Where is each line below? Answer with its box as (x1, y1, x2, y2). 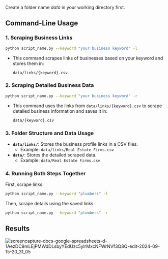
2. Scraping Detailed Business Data (5, 82, 94, 89)
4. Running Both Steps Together (5, 170, 86, 177)
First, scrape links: (5, 181, 44, 187)
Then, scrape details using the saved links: (5, 201, 95, 207)
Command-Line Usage (5, 19, 78, 27)
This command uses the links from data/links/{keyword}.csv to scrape (12, 103, 162, 109)
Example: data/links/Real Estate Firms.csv (20, 147, 114, 153)
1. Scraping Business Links (5, 34, 73, 41)
